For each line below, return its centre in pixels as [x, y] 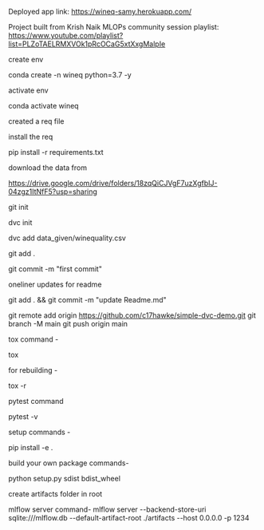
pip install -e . [31, 447]
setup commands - [39, 432]
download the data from [48, 168]
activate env [29, 90]
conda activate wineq [43, 106]
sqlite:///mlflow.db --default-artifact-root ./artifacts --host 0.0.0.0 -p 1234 [129, 518]
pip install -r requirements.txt [56, 152]
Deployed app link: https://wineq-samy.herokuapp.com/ [100, 12]
